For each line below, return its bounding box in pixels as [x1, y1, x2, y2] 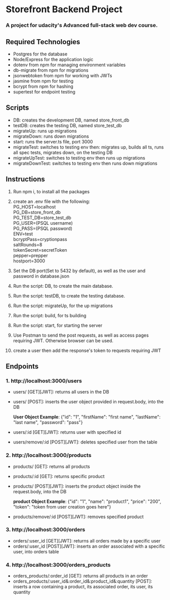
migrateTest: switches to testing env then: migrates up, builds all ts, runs [13, 144, 164, 150]
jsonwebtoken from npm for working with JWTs [13, 72, 112, 78]
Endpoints [6, 362, 39, 371]
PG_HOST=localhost [13, 203, 56, 209]
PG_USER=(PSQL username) [13, 220, 73, 226]
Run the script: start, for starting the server [13, 322, 103, 328]
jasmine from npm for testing [13, 78, 74, 84]
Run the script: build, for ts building [13, 312, 87, 318]
